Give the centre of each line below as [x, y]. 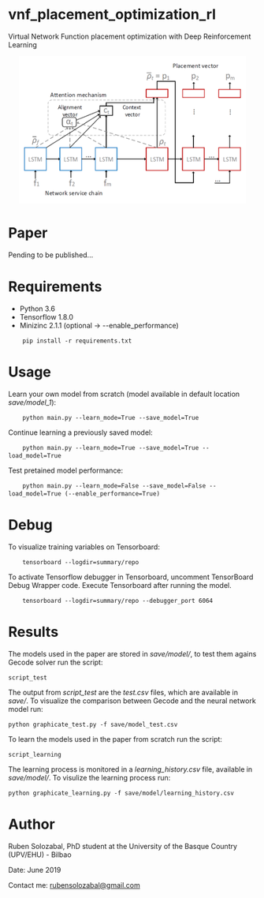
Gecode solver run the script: [56, 662]
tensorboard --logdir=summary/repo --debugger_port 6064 [118, 601]
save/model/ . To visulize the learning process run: [89, 777]
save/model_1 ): [32, 402]
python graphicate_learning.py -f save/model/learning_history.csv [121, 793]
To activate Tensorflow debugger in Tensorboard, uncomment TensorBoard [131, 577]
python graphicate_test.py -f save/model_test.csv [93, 724]
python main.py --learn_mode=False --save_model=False [114, 486]
